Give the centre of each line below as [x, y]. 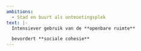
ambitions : [20, 12]
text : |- [17, 23]
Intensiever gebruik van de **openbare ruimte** [73, 28]
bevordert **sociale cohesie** [51, 39]
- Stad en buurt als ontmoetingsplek [59, 17]
